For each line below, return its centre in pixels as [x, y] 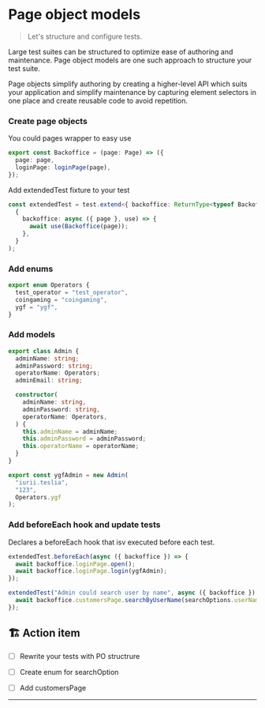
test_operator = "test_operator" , [72, 293]
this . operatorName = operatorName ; [81, 446]
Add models [32, 335]
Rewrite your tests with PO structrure [80, 656]
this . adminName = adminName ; [70, 431]
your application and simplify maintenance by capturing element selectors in [132, 92]
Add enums [31, 269]
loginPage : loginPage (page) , [63, 168]
